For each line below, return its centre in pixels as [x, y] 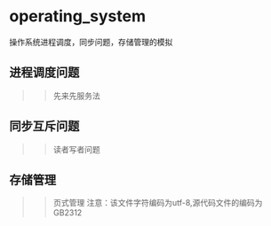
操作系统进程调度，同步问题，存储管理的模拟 [91, 42]
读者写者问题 [76, 149]
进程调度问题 [44, 73]
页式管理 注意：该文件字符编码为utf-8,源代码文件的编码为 [158, 203]
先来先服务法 [76, 96]
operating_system [78, 16]
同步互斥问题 [44, 126]
